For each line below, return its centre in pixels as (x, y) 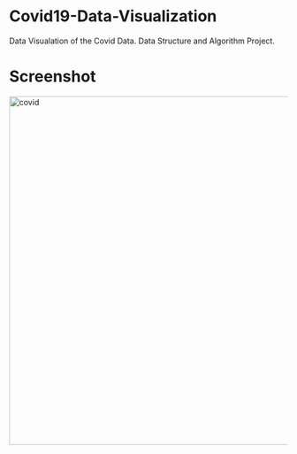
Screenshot (53, 77)
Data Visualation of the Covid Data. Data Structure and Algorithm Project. (142, 41)
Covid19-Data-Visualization (113, 16)
